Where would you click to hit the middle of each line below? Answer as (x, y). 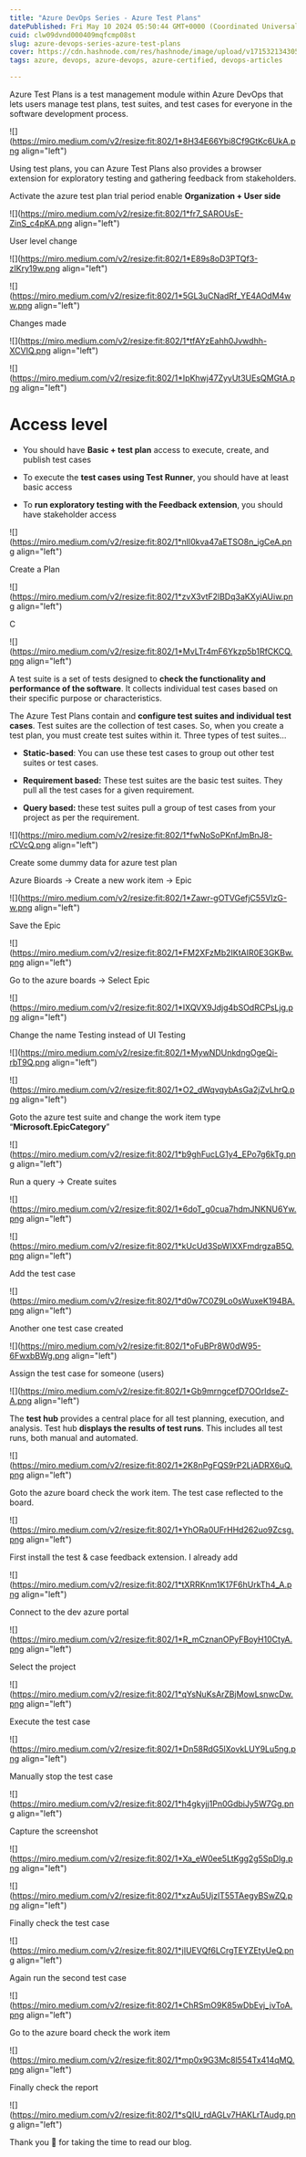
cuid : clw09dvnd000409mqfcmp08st (73, 35)
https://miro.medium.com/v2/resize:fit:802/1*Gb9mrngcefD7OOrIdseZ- (154, 1391)
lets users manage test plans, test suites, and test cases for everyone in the (151, 104)
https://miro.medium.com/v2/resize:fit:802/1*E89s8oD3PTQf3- (139, 258)
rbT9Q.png (30, 1062)
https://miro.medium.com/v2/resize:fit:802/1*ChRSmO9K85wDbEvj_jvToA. (153, 2004)
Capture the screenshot (54, 1831)
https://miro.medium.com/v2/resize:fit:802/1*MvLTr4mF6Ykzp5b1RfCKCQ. (153, 651)
